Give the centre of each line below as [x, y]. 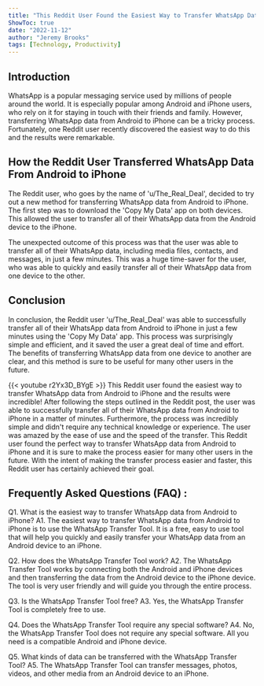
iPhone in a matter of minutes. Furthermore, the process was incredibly [123, 418]
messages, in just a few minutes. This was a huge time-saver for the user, [127, 259]
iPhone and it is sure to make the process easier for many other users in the [131, 452]
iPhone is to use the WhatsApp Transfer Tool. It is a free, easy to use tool [126, 529]
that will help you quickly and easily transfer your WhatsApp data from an [127, 537]
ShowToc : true [31, 23]
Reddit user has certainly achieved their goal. [81, 469]
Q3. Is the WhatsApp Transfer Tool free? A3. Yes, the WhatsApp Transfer [126, 601]
